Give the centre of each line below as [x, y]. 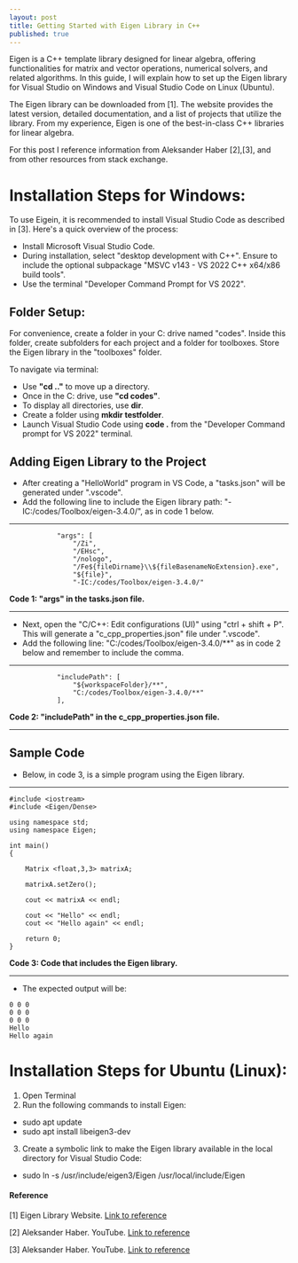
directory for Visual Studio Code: [82, 1157]
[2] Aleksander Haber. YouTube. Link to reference [100, 1232]
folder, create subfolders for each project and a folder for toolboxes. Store [144, 343]
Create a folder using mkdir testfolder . [93, 415]
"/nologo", [93, 559]
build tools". [44, 275]
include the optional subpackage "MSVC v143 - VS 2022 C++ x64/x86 [151, 265]
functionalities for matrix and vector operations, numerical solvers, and [139, 68]
